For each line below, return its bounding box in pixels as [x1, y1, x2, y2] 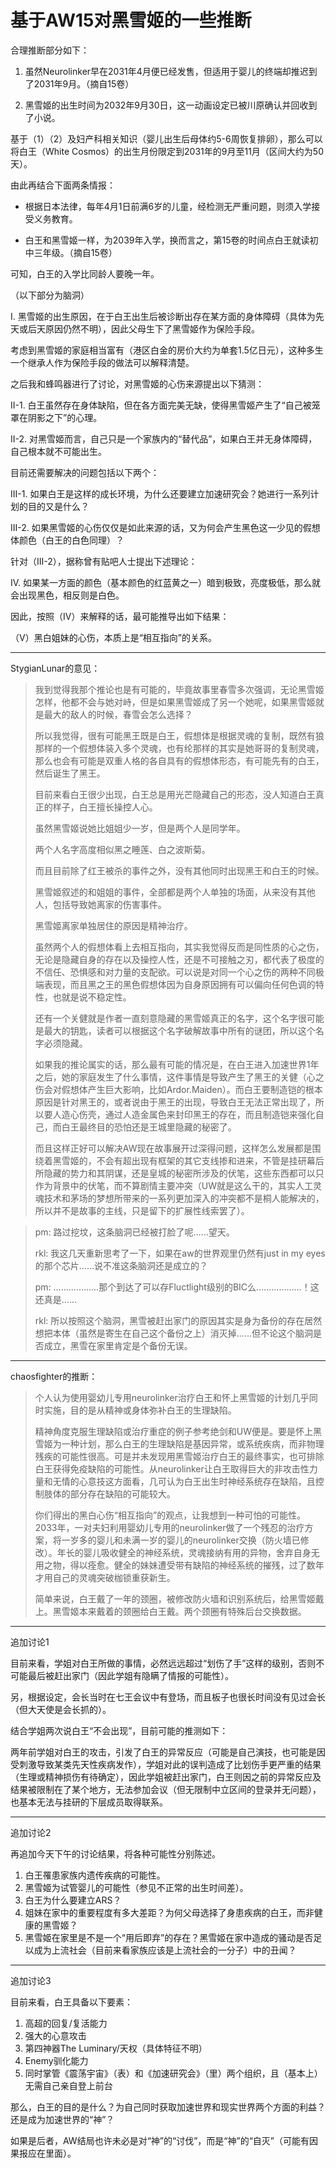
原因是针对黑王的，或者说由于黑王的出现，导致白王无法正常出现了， [34, 1096, 316, 1108]
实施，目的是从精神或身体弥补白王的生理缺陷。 [43, 1404, 237, 1416]
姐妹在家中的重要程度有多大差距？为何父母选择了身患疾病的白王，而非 [24, 1906, 315, 1918]
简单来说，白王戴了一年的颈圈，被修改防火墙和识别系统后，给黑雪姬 [34, 1592, 316, 1605]
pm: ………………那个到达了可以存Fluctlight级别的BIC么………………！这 [34, 1281, 320, 1293]
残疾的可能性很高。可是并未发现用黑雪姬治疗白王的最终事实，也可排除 [34, 1450, 325, 1462]
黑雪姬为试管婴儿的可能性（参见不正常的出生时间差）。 [24, 1881, 249, 1893]
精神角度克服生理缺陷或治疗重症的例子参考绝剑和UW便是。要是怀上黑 [34, 1425, 323, 1437]
